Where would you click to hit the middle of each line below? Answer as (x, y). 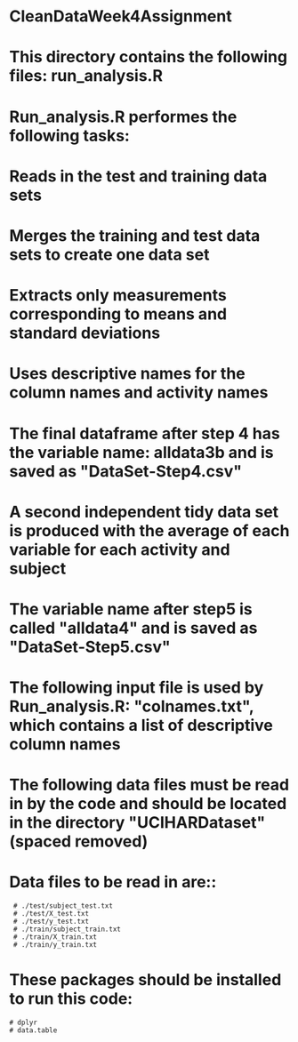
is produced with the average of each (149, 530)
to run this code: (71, 999)
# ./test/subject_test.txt (63, 906)
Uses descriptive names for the (128, 374)
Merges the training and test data (135, 235)
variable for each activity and (120, 549)
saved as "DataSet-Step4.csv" (126, 471)
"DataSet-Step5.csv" (90, 647)
